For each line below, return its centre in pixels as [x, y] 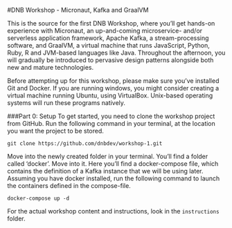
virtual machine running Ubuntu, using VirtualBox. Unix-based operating [110, 95]
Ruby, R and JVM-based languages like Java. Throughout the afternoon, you [116, 53]
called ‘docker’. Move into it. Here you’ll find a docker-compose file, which [113, 164]
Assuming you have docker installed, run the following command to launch [114, 178]
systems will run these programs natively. [66, 103]
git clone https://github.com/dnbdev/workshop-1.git [85, 144]
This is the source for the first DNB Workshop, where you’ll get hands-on [111, 23]
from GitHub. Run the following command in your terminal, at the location [111, 123]
